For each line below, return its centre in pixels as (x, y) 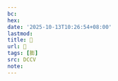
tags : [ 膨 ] (23, 54)
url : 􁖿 (17, 46)
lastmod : (20, 33)
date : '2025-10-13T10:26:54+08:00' (60, 27)
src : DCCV (22, 60)
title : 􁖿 (20, 40)
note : (15, 66)
